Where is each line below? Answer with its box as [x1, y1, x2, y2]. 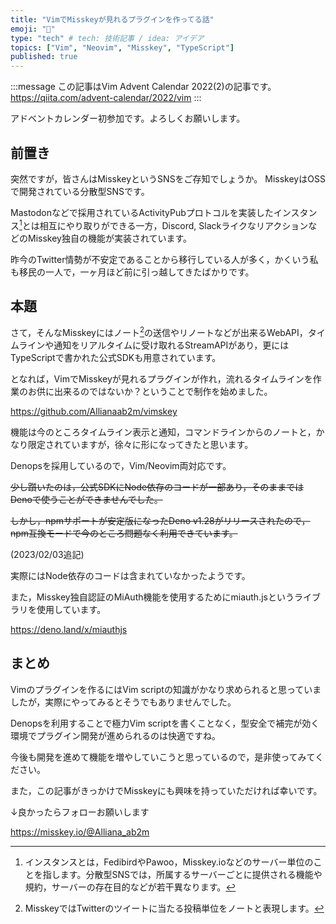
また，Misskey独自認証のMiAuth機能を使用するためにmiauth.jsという [10, 591, 295, 603]
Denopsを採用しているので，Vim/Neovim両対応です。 [10, 460, 232, 472]
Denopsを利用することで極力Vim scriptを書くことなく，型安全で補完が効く [10, 717, 320, 729]
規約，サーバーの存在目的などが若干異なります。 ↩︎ [24, 881, 237, 893]
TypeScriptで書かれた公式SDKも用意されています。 [10, 352, 222, 364]
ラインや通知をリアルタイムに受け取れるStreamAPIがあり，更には [18, 339, 290, 351]
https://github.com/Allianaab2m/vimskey [10, 406, 178, 418]
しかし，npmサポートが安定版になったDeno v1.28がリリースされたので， [10, 515, 311, 527]
